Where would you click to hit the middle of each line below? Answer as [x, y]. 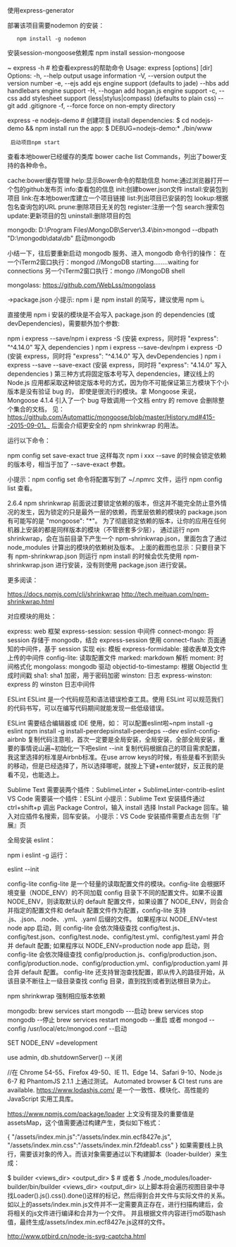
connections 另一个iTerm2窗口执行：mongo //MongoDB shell [96, 271]
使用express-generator [41, 10]
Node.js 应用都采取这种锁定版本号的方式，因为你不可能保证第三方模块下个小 [118, 383]
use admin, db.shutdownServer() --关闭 [65, 1057]
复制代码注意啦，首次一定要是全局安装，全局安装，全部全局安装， [124, 739]
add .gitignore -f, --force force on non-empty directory [96, 106]
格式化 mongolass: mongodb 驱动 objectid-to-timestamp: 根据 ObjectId [117, 667]
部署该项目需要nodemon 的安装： [56, 25]
